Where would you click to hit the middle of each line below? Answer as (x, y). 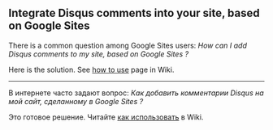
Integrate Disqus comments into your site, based (134, 13)
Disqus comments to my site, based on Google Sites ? (99, 54)
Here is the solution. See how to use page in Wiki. (91, 69)
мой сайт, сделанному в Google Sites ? (76, 101)
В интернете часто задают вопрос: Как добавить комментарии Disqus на (136, 93)
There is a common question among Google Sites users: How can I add (128, 45)
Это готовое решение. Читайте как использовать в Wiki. (106, 117)
